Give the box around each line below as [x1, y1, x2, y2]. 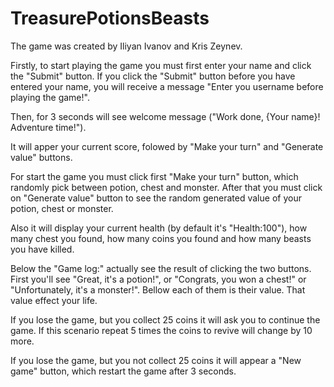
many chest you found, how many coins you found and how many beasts [10, 232, 312, 244]
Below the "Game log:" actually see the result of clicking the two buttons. [10, 262, 312, 274]
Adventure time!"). [10, 121, 87, 133]
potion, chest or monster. [10, 202, 114, 214]
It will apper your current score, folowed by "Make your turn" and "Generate [10, 140, 324, 152]
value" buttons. [10, 151, 73, 163]
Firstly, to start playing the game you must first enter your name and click [10, 59, 312, 71]
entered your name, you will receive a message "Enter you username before [10, 80, 324, 92]
